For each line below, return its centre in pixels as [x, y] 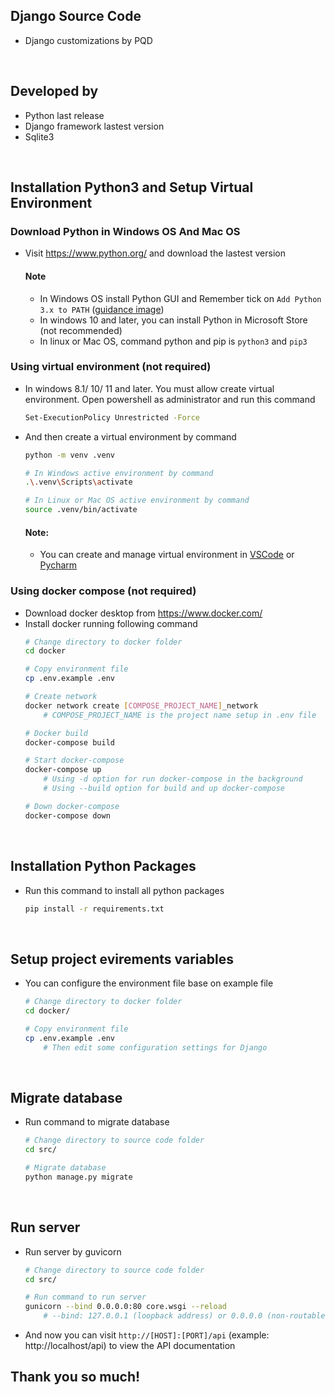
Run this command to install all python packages [124, 890]
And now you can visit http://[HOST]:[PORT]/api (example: [147, 1335]
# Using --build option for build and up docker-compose [164, 789]
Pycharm [58, 565]
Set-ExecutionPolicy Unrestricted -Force [112, 417]
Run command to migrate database [97, 1122]
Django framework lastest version [94, 126]
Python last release [64, 115]
